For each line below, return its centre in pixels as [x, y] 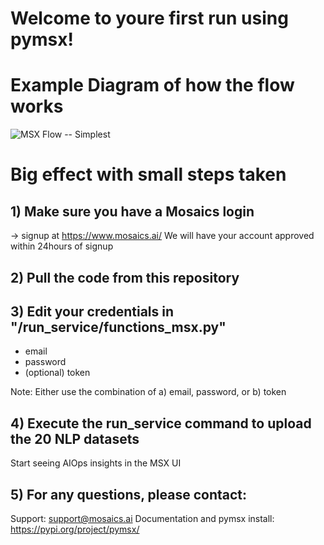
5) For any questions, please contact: [129, 494]
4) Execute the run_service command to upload [161, 423]
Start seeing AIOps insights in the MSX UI [96, 463]
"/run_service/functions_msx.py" [118, 327]
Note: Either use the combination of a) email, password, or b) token [148, 392]
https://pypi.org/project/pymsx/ [75, 529]
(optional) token [57, 373]
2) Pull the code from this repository [125, 277]
